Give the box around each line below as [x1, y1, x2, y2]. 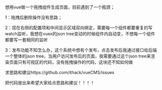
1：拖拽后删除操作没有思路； [5, 15, 62, 20]
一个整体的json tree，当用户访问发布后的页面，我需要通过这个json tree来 [5, 53, 151, 59]
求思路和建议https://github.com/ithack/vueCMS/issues [5, 70, 114, 75]
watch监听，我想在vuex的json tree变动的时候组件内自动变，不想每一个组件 [5, 31, 155, 36]
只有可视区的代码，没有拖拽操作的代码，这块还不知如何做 [18, 60, 133, 65]
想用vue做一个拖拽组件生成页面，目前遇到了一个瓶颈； [5, 4, 115, 10]
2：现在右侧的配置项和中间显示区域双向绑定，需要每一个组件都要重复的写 [5, 25, 153, 30]
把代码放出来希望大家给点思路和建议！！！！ [5, 80, 95, 86]
